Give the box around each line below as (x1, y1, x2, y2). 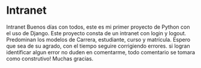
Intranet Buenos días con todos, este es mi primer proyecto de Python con (6, 23, 190, 30)
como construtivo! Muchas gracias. (6, 55, 94, 62)
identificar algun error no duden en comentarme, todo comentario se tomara (6, 48, 196, 55)
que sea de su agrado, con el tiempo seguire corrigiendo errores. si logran (6, 42, 190, 50)
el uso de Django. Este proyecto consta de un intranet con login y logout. (6, 29, 187, 36)
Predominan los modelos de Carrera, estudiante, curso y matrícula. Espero (6, 36, 191, 43)
